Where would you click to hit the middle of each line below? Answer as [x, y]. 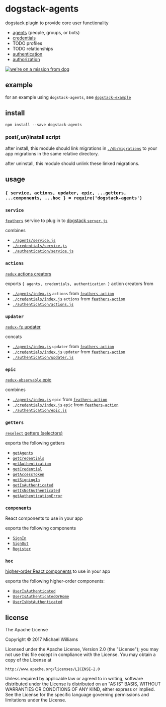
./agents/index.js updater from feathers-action [63, 347]
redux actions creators [28, 274]
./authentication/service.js [43, 251]
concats [14, 337]
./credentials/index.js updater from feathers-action [69, 352]
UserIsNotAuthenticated [37, 602]
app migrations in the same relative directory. [52, 153]
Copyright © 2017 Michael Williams [42, 639]
